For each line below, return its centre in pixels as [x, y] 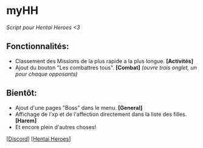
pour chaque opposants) [46, 74]
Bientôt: [22, 93]
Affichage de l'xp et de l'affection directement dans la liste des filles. [101, 114]
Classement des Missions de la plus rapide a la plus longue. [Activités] [104, 61]
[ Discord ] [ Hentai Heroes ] [39, 139]
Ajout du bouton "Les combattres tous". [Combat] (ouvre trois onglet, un [106, 67]
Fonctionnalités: [38, 46]
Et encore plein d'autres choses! [56, 127]
